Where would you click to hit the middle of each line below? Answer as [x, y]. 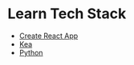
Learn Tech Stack [67, 14]
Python [31, 52]
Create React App [49, 36]
